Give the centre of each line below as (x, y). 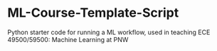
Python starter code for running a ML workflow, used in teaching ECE (109, 32)
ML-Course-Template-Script (93, 13)
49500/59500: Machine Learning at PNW (68, 39)
